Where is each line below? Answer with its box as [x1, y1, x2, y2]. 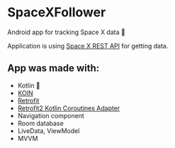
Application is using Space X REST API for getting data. [7, 41, 169, 50]
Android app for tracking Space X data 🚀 [7, 28, 125, 36]
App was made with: [7, 62, 100, 75]
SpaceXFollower [7, 4, 106, 21]
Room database [17, 119, 64, 127]
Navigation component [17, 111, 85, 120]
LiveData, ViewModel [17, 126, 80, 135]
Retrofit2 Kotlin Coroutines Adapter [17, 104, 120, 112]
